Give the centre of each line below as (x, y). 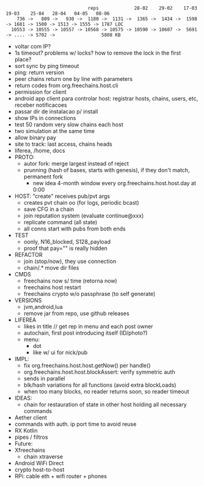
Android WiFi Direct (39, 463)
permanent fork (43, 177)
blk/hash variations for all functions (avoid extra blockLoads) (100, 385)
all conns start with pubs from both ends (75, 229)
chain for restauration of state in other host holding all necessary (105, 404)
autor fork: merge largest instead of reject (76, 164)
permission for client (40, 92)
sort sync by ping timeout (47, 66)
